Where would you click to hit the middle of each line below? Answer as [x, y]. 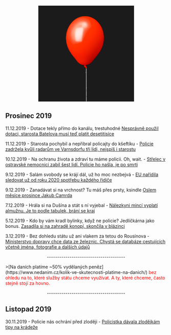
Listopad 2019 [28, 309]
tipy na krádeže [22, 327]
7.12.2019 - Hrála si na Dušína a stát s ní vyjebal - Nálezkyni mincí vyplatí [82, 205]
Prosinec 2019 [29, 116]
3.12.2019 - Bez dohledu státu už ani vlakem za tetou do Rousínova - [77, 236]
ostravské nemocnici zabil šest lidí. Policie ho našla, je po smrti [72, 164]
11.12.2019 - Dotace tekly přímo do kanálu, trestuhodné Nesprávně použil [82, 128]
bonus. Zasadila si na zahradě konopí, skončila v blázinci [65, 226]
